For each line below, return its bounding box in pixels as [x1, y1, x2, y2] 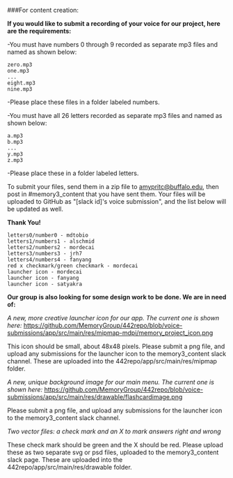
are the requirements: [7, 27, 72, 35]
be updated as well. [7, 205, 64, 213]
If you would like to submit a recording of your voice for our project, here [7, 20, 220, 27]
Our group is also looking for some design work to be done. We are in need [7, 293, 227, 301]
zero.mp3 [7, 61, 33, 68]
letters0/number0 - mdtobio [7, 232, 89, 239]
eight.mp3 [7, 80, 36, 87]
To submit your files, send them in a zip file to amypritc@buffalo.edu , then [7, 183, 219, 191]
